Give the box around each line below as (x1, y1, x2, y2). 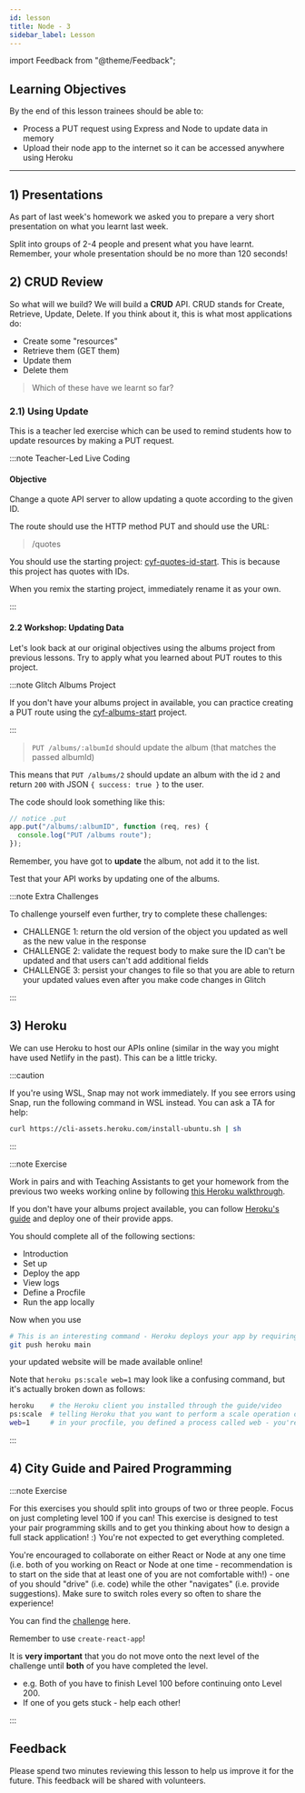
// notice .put (9, 814, 67, 823)
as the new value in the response (22, 936, 147, 947)
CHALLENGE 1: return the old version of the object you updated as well (22, 927, 289, 937)
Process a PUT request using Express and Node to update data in (22, 124, 269, 135)
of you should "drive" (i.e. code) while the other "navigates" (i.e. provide (9, 1578, 280, 1589)
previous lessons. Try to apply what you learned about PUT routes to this (9, 652, 283, 663)
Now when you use (9, 1314, 82, 1325)
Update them (22, 355, 73, 366)
